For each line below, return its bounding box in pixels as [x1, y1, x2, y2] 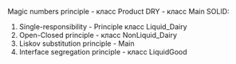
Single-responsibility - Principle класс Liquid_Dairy [18, 22, 187, 31]
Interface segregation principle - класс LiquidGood [18, 47, 188, 56]
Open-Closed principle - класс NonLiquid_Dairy [18, 31, 177, 40]
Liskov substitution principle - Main [18, 39, 135, 48]
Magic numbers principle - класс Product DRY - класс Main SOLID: [7, 7, 230, 16]
